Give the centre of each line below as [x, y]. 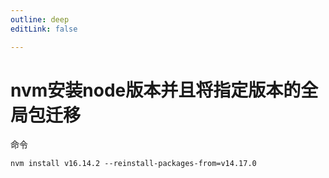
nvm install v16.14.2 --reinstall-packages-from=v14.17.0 [133, 164]
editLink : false [44, 29]
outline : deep [40, 19]
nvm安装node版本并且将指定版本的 [156, 90]
